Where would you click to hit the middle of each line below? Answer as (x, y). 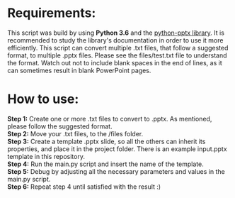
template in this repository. (46, 156)
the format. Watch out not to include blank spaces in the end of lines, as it (115, 62)
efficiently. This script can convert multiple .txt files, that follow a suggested (118, 48)
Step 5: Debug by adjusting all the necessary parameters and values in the (116, 171)
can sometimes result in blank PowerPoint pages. (79, 70)
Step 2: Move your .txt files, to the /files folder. (75, 133)
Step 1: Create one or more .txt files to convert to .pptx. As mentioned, (110, 119)
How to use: (43, 99)
